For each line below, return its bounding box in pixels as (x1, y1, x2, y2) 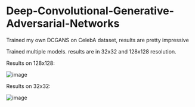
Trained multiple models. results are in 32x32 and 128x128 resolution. (6, 48, 177, 55)
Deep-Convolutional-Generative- (6, 4, 175, 18)
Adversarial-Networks (6, 17, 120, 30)
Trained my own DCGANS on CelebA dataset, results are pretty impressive (6, 36, 189, 43)
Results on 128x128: (6, 59, 55, 67)
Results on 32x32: (6, 82, 51, 90)
